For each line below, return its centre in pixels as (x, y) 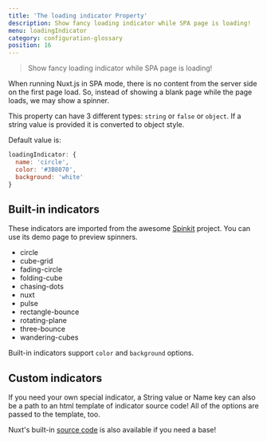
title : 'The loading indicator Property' (78, 16)
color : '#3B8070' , (46, 169)
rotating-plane (43, 321)
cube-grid (36, 261)
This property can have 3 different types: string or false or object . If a (125, 116)
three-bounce (43, 329)
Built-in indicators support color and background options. (101, 353)
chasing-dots (41, 287)
